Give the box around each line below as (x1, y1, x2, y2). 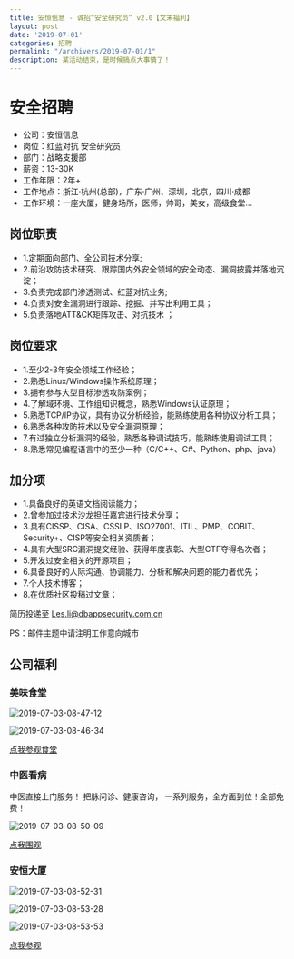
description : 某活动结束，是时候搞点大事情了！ (9, 55, 171, 64)
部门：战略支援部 (22, 152, 87, 163)
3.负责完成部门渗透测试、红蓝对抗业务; (22, 286, 168, 297)
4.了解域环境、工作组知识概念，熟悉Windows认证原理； (22, 398, 232, 409)
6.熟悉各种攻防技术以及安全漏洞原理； (22, 420, 166, 431)
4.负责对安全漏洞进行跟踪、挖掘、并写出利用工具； (22, 297, 213, 309)
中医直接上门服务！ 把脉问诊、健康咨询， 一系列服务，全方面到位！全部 (9, 791, 277, 802)
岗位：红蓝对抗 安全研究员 (22, 140, 121, 151)
